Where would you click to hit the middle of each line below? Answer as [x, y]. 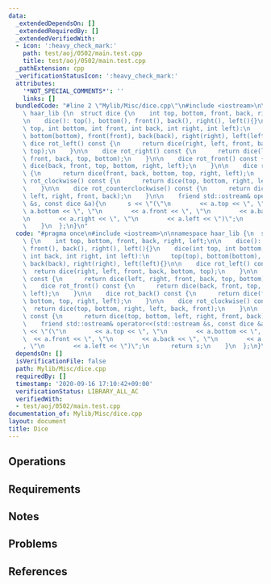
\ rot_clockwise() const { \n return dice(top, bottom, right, [138, 181]
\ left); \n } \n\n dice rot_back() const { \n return [131, 294]
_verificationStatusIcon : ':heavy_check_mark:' [97, 76]
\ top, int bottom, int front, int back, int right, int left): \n [137, 128]
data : [17, 16]
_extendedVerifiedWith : [55, 38]
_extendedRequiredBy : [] [57, 31]
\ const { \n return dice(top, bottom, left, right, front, [133, 316]
